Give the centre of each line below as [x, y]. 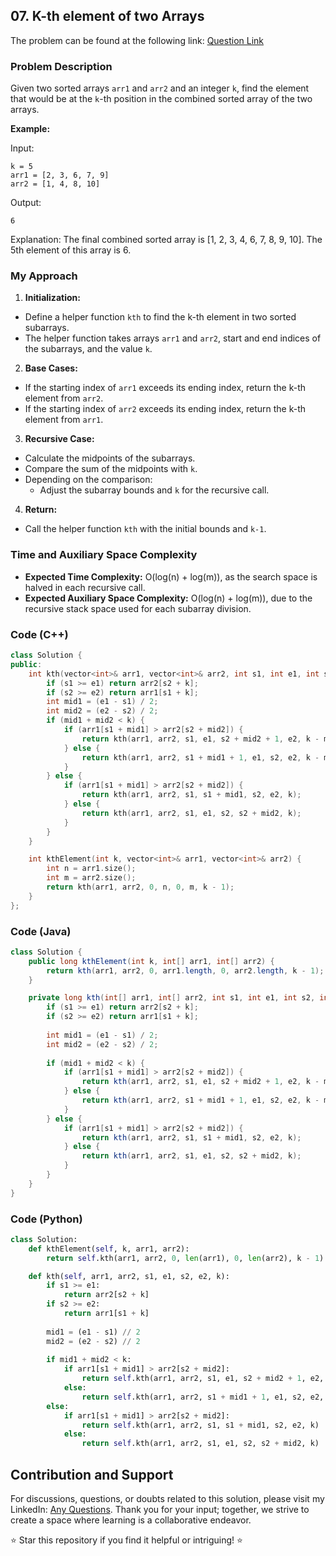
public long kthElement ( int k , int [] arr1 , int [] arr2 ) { [151, 961]
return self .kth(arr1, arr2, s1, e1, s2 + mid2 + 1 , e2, [203, 1379]
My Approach [44, 276]
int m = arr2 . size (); [91, 878]
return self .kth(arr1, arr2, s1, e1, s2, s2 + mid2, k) [200, 1444]
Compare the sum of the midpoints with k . [111, 469]
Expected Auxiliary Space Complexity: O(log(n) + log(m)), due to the [168, 598]
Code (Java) [41, 931]
